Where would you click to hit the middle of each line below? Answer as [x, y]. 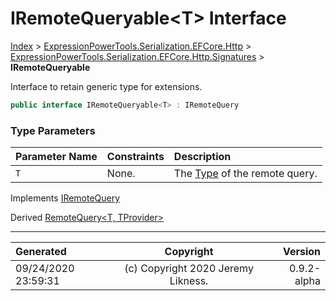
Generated [41, 252]
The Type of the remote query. [245, 174]
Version [301, 252]
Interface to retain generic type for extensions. [106, 86]
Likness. [189, 281]
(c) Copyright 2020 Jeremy [189, 269]
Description [202, 157]
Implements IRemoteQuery [65, 198]
